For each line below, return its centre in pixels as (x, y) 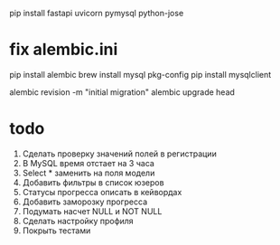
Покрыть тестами (56, 231)
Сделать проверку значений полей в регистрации (119, 154)
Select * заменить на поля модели (89, 173)
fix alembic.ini (64, 50)
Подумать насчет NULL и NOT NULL (92, 211)
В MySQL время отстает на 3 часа (89, 163)
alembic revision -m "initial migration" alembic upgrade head (122, 92)
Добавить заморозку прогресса (85, 202)
